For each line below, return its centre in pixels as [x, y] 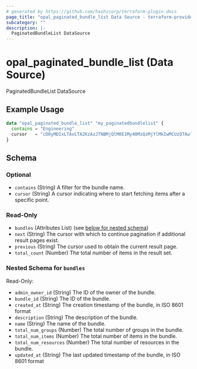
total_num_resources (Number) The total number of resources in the [97, 342]
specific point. [32, 200]
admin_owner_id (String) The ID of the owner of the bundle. [85, 292]
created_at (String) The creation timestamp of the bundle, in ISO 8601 [99, 305]
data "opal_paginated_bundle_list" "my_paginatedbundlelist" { [85, 123]
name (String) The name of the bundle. [60, 323]
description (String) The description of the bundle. [76, 317]
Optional [18, 175]
